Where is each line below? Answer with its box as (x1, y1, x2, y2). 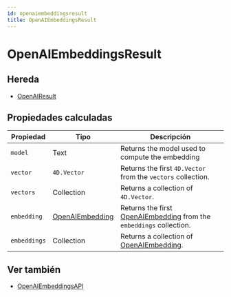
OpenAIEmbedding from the (120, 212, 211, 221)
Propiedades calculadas (7, 112, 113, 123)
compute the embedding (120, 152, 200, 162)
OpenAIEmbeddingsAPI (16, 282, 84, 290)
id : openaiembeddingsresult (7, 10, 88, 17)
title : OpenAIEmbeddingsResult (7, 17, 97, 23)
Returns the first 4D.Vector (120, 163, 206, 173)
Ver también (7, 263, 61, 276)
